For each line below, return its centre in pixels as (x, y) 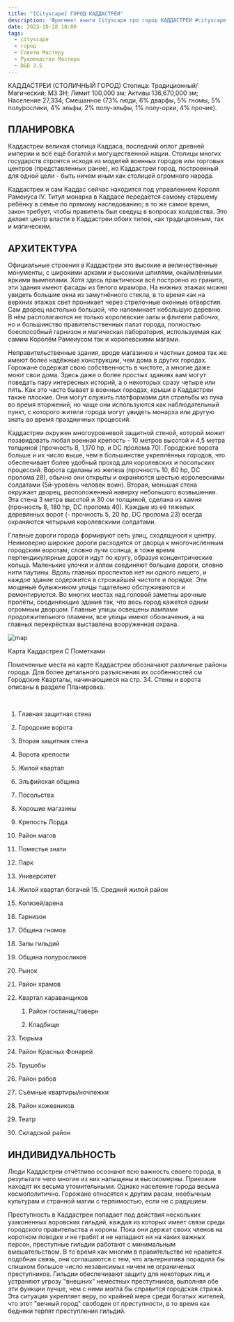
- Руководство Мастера (47, 59)
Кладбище (44, 1025)
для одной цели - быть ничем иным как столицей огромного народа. (111, 176)
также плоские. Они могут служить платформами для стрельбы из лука (116, 397)
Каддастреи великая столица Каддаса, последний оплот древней (106, 146)
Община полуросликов (52, 957)
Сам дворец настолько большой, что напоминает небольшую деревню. (115, 310)
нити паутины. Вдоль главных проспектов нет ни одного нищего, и (108, 572)
